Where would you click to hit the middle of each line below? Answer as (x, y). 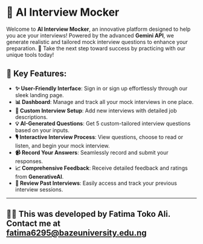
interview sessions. (39, 189)
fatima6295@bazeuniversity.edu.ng (76, 233)
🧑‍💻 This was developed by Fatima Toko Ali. (88, 214)
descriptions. (31, 117)
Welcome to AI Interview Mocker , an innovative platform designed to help (98, 29)
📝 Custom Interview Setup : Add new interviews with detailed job (96, 111)
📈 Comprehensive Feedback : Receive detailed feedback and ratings (101, 168)
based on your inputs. (42, 130)
